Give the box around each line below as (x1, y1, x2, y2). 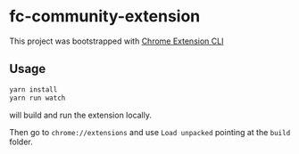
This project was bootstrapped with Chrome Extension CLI (9, 36, 224, 46)
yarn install (9, 85, 58, 94)
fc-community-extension (9, 6, 201, 27)
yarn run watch (9, 93, 66, 102)
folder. (9, 136, 33, 147)
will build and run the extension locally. (9, 109, 153, 120)
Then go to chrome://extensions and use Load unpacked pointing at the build (9, 126, 291, 137)
